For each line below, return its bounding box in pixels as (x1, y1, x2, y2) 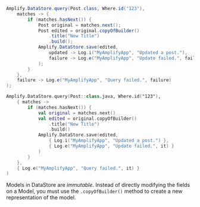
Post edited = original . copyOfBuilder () (37, 27, 140, 34)
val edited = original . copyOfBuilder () (37, 116, 137, 122)
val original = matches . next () (37, 110, 116, 116)
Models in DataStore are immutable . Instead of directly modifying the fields (6, 181, 190, 189)
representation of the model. (6, 194, 76, 201)
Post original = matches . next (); (37, 22, 121, 28)
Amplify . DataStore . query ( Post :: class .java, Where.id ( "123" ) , (6, 94, 161, 100)
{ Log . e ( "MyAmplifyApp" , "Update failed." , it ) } (48, 143, 174, 149)
